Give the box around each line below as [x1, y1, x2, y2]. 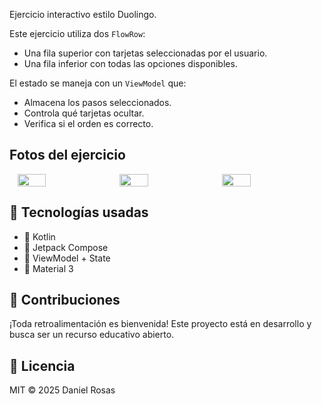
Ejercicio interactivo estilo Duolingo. [9, 9, 157, 20]
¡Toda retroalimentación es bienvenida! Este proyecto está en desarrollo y [9, 318, 312, 330]
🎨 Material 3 [23, 262, 74, 274]
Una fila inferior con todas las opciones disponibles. [23, 58, 238, 69]
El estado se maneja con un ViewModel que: [9, 77, 187, 89]
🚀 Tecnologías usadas [9, 204, 149, 221]
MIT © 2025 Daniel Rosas [9, 384, 116, 396]
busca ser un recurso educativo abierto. [9, 329, 175, 341]
